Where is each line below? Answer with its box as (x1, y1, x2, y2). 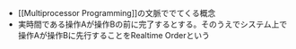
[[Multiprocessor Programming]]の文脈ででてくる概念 (17, 8, 216, 18)
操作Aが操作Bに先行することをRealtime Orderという (17, 30, 211, 40)
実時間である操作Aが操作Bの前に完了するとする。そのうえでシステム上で (17, 19, 288, 29)
